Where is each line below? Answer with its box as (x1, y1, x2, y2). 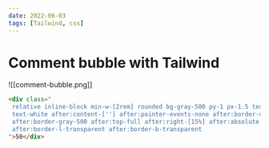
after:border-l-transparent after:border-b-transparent (11, 125, 203, 133)
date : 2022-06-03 (8, 11, 66, 20)
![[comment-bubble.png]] (8, 80, 93, 90)
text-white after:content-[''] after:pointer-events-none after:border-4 (11, 110, 263, 118)
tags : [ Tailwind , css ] (8, 19, 84, 27)
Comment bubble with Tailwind (8, 54, 220, 72)
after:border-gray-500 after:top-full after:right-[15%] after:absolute (11, 118, 260, 126)
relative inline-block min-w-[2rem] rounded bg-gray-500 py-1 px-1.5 (11, 103, 249, 111)
